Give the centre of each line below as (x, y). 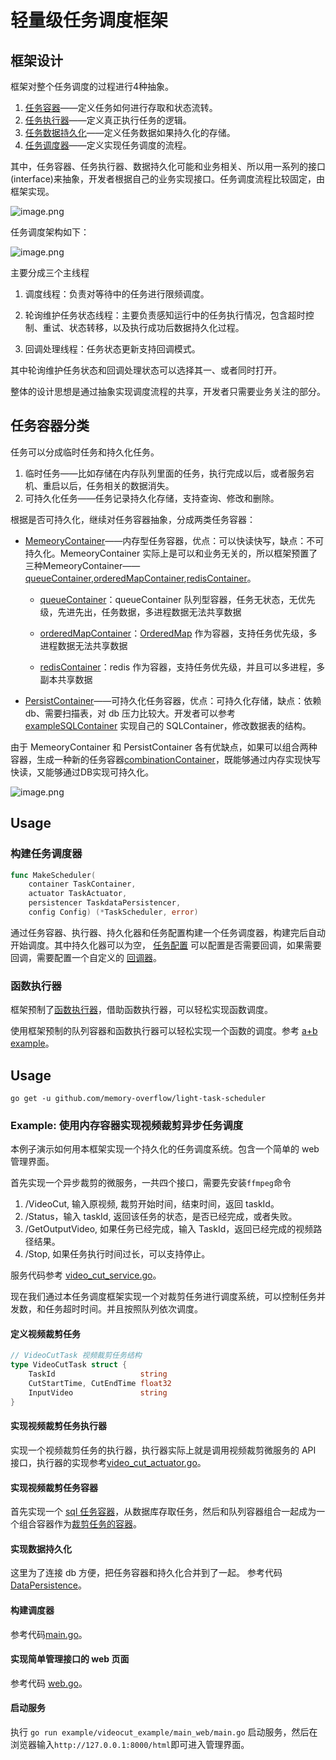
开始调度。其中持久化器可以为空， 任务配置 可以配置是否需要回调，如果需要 (166, 945)
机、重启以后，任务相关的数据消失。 (99, 485)
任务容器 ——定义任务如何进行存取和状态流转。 (121, 107)
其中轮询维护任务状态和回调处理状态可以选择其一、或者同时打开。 (146, 370)
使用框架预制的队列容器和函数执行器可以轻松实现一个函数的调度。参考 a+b (164, 1031)
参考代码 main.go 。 (49, 1634)
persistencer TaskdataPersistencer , (105, 903)
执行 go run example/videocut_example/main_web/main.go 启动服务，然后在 (164, 1732)
